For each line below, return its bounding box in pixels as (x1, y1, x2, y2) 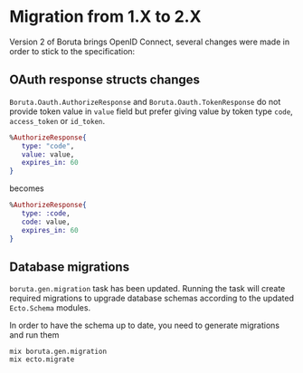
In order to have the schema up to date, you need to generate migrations (9, 320, 280, 331)
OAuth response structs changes (9, 72, 201, 88)
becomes (9, 183, 44, 194)
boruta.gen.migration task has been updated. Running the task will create (9, 283, 286, 294)
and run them (9, 330, 60, 340)
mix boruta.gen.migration (9, 347, 107, 357)
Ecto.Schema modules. (9, 302, 91, 313)
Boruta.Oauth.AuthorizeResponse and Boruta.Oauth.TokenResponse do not (9, 96, 281, 107)
